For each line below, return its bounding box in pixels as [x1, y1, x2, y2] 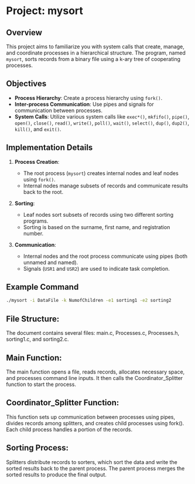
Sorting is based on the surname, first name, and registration [23, 223, 170, 230]
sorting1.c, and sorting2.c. [6, 336, 69, 343]
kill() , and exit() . [14, 125, 61, 133]
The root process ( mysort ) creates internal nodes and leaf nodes [23, 169, 179, 177]
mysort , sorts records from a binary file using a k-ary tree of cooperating [6, 56, 180, 62]
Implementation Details [6, 143, 93, 153]
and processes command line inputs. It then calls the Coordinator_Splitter [6, 374, 183, 381]
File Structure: [6, 314, 60, 324]
